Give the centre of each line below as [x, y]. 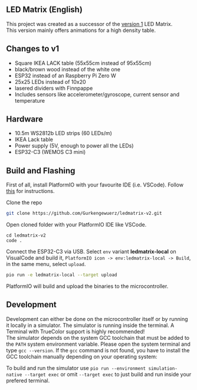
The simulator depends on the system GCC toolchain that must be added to [98, 337]
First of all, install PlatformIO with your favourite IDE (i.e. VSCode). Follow [95, 185]
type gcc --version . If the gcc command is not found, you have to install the [98, 350]
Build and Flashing [41, 171]
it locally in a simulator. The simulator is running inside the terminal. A [90, 325]
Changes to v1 [33, 49]
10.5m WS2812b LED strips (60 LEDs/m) [63, 133]
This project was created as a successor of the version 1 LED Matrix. [89, 24]
